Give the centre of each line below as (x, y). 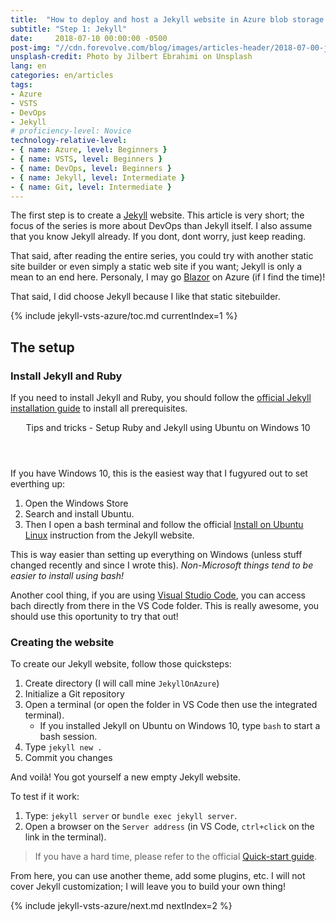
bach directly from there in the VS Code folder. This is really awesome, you (165, 606)
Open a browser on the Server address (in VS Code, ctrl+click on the (169, 827)
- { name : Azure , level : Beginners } (89, 150)
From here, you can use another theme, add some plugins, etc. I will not (158, 876)
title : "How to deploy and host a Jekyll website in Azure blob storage (167, 19)
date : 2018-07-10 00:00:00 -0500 (89, 38)
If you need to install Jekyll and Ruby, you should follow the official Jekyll (161, 398)
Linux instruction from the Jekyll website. (109, 535)
